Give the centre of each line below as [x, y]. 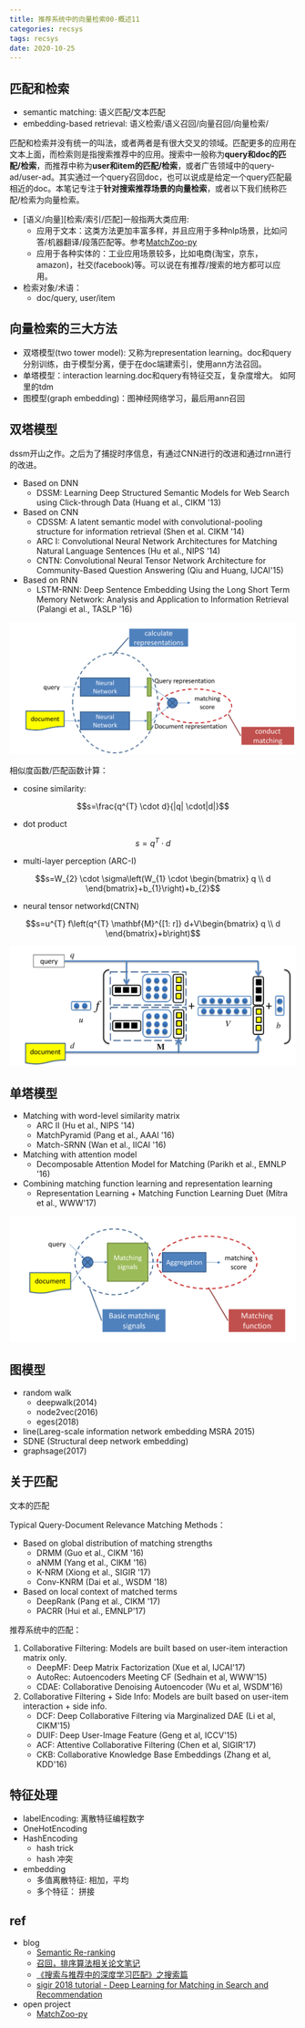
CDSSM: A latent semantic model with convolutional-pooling [149, 522]
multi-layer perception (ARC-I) [79, 861]
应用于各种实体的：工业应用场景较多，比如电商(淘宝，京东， [149, 253]
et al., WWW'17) [66, 1203]
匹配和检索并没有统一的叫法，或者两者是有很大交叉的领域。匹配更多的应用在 [153, 143]
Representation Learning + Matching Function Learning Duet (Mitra [162, 1194]
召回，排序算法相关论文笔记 [88, 1963]
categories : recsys [46, 29]
